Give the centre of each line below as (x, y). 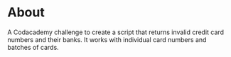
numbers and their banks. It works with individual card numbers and (107, 39)
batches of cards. (33, 47)
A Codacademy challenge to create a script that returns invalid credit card (116, 32)
